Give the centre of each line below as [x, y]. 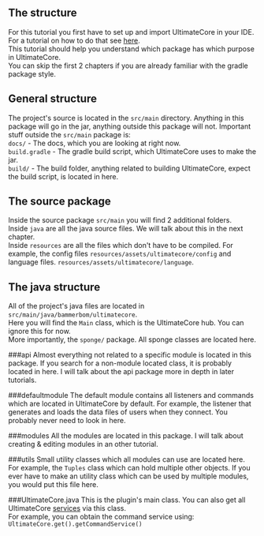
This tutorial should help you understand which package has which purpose [131, 49]
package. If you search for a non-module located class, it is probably [120, 363]
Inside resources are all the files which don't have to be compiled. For [121, 246]
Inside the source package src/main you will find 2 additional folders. [120, 220]
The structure [43, 13]
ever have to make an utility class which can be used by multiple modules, [128, 476]
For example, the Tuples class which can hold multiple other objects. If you [129, 468]
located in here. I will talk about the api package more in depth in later [121, 372]
